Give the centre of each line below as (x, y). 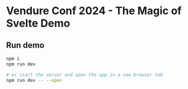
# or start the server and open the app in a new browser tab (85, 75)
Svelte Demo (38, 23)
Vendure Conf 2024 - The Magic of (94, 11)
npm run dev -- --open (34, 80)
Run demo (25, 45)
